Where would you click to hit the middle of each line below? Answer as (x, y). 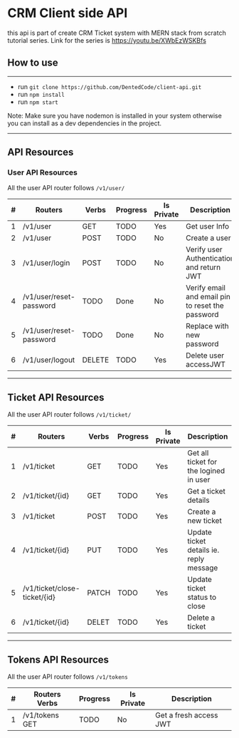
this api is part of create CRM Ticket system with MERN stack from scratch (117, 33)
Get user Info (208, 227)
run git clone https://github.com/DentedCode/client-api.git (110, 86)
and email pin (208, 297)
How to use (33, 63)
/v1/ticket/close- (51, 588)
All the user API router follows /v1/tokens (68, 677)
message (203, 568)
